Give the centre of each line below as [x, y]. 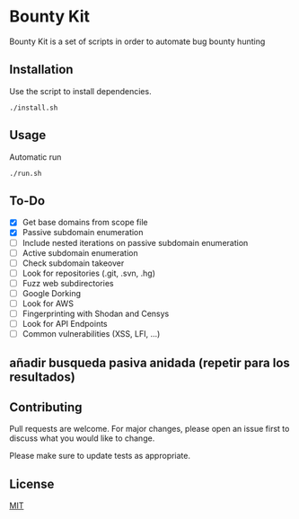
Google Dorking [52, 293]
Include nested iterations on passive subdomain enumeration [135, 242]
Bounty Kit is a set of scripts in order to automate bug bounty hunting [137, 41]
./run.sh [26, 173]
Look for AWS [48, 303]
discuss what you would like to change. [82, 438]
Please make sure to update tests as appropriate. [100, 456]
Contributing [46, 407]
